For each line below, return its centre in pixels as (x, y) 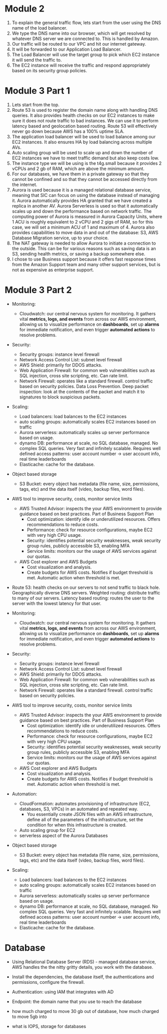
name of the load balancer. (39, 28)
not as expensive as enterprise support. (53, 270)
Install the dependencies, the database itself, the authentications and (83, 977)
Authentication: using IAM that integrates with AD (63, 992)
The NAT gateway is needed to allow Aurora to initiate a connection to (84, 243)
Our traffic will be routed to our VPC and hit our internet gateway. (79, 44)
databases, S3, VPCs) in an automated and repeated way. (79, 809)
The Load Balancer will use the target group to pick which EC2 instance (85, 54)
